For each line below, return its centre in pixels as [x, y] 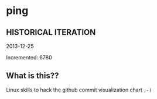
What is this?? [33, 76]
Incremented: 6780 [29, 57]
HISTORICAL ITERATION [51, 32]
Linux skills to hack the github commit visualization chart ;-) [79, 90]
